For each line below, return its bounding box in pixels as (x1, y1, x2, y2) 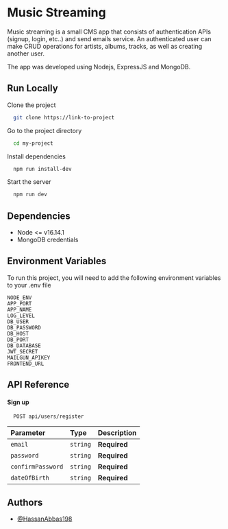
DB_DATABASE (7, 342, 41, 349)
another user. (7, 49, 45, 58)
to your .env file (7, 281, 51, 289)
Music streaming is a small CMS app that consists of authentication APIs (7, 27, 211, 36)
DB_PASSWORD (7, 324, 41, 331)
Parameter (10, 428, 46, 438)
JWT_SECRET (7, 348, 38, 355)
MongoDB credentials (16, 235, 79, 244)
